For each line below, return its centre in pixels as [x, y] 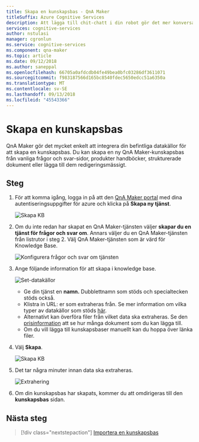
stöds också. [39, 298]
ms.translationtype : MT [36, 84]
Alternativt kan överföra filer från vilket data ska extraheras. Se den [105, 317]
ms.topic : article [29, 56]
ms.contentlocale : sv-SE [37, 89]
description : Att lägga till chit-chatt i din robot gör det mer [88, 23]
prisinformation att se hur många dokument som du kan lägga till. [103, 323]
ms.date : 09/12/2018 [32, 61]
